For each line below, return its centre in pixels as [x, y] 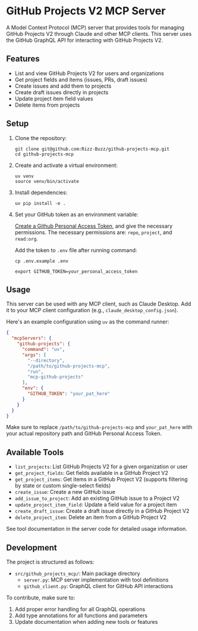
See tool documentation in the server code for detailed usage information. [97, 529]
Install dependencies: [41, 192]
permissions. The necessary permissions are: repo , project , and [93, 232]
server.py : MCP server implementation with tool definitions [96, 580]
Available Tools [35, 452]
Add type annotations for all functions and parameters [81, 616]
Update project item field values [54, 98]
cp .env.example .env [41, 261]
